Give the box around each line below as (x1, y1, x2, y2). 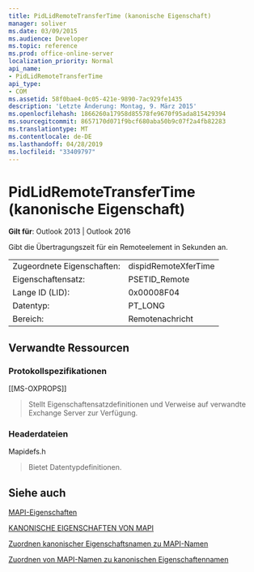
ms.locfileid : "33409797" (8, 148, 95, 156)
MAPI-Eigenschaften (8, 508, 78, 518)
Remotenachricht (128, 313, 194, 325)
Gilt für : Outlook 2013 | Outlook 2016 (8, 226, 131, 236)
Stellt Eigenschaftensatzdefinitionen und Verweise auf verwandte (28, 399, 247, 409)
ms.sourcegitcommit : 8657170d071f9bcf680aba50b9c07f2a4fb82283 (8, 118, 226, 126)
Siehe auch (8, 486, 66, 500)
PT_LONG (128, 300, 166, 312)
